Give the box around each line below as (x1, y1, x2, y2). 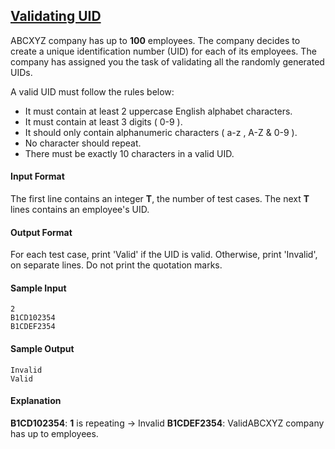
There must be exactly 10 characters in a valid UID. (24, 147, 235, 159)
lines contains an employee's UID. (10, 204, 150, 216)
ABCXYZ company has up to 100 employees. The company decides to (10, 34, 301, 46)
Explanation (10, 395, 62, 407)
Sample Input (10, 282, 67, 294)
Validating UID (10, 8, 102, 25)
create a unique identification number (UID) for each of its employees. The (10, 45, 317, 57)
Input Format (10, 170, 65, 183)
